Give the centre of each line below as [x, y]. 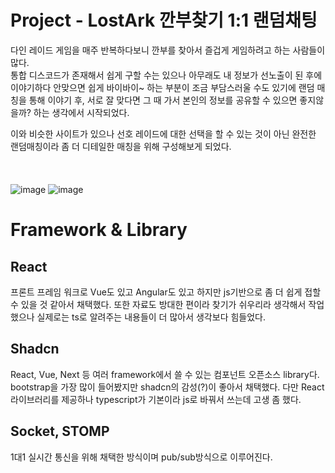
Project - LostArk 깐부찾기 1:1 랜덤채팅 [164, 20]
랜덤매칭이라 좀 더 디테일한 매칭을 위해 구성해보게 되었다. [121, 146]
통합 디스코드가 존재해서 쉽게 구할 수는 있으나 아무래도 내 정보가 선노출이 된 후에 [166, 75]
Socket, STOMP [60, 431]
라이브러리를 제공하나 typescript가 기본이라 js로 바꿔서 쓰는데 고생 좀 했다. [156, 399]
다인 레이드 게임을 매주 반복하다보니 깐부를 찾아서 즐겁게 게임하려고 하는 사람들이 [168, 50]
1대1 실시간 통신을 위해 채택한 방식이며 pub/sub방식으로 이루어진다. [141, 457]
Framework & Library [99, 230]
